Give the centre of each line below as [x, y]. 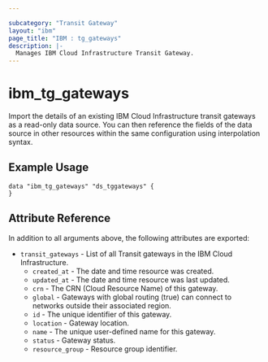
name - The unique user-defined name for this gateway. [124, 331]
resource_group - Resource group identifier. [105, 349]
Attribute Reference [60, 218]
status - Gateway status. [74, 340]
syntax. [21, 142]
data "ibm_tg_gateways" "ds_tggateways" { [81, 186]
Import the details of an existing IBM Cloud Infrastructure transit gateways [132, 116]
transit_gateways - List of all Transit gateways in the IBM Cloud [126, 254]
